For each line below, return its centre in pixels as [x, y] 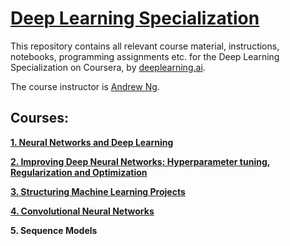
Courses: [40, 118]
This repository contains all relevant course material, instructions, [145, 46]
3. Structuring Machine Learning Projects [98, 191]
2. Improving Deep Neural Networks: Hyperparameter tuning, [140, 161]
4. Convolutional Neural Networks [82, 211]
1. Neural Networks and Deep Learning [92, 142]
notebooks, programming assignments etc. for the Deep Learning [145, 56]
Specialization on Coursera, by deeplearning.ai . [108, 67]
